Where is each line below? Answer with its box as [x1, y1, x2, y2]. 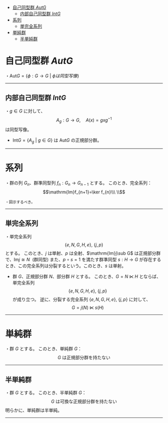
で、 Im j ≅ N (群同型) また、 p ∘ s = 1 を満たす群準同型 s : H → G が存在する [5, 256, 161, 262]
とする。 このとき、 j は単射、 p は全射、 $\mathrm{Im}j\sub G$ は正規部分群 [5, 250, 161, 256]
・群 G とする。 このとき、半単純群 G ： [5, 390, 86, 396]
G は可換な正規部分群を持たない [50, 398, 117, 404]
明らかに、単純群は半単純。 [5, 407, 62, 413]
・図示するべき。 [5, 199, 35, 204]
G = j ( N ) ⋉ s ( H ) [71, 304, 104, 310]
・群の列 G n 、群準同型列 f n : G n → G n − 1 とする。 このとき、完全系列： [5, 180, 152, 187]
